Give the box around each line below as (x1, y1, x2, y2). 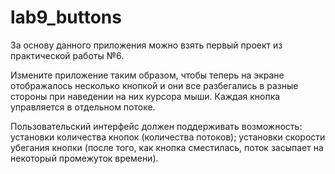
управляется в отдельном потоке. (10, 101, 156, 113)
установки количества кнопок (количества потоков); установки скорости (10, 131, 326, 143)
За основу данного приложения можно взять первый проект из (10, 39, 283, 51)
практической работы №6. (10, 49, 125, 61)
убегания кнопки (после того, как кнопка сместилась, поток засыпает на (10, 141, 324, 153)
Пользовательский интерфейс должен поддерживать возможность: (10, 120, 303, 132)
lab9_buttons (10, 6, 122, 29)
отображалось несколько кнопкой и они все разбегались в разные (10, 79, 299, 91)
